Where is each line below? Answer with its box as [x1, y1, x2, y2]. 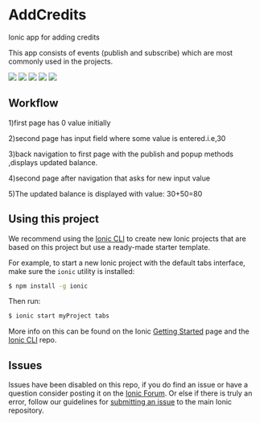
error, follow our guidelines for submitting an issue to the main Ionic [8, 397, 232, 407]
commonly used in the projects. [8, 56, 113, 66]
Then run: [8, 297, 41, 306]
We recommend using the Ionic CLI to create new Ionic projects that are [8, 234, 247, 243]
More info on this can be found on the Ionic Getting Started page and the [8, 326, 250, 336]
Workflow [8, 97, 59, 110]
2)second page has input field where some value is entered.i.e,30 [8, 133, 226, 143]
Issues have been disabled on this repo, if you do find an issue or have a [8, 380, 248, 390]
